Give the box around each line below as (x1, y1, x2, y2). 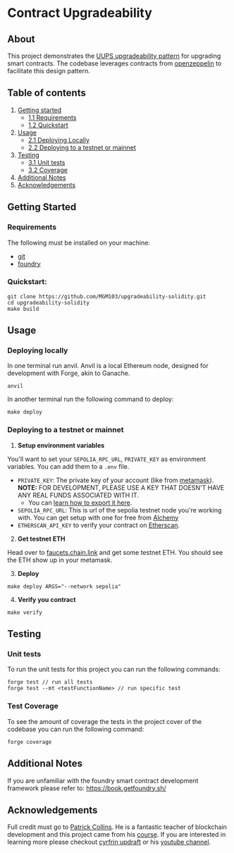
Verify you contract (17, 595, 76, 603)
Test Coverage (7, 701, 58, 711)
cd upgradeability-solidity (7, 299, 90, 306)
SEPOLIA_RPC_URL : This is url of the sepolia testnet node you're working (17, 505, 222, 514)
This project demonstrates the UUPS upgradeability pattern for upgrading (7, 51, 221, 60)
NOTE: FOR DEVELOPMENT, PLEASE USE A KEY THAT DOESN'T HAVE (17, 483, 224, 491)
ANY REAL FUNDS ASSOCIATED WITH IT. (17, 491, 140, 499)
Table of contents (7, 87, 86, 99)
